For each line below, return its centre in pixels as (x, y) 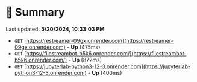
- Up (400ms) (105, 72)
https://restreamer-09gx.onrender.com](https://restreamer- (100, 40)
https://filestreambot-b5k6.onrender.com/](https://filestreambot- (106, 53)
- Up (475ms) (83, 47)
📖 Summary (35, 12)
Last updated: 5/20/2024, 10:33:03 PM (55, 29)
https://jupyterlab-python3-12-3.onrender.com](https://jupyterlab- (108, 66)
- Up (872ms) (85, 60)
